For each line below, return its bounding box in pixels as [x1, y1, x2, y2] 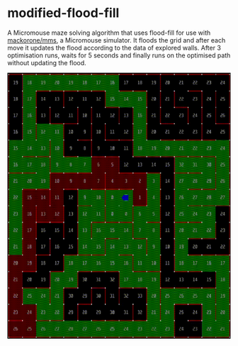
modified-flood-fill [7, 5, 120, 21]
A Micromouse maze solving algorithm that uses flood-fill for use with [7, 28, 211, 37]
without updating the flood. [7, 58, 86, 67]
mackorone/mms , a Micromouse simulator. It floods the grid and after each [7, 35, 226, 44]
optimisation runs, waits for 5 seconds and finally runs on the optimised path [7, 51, 231, 60]
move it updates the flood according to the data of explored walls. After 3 [7, 43, 222, 52]
